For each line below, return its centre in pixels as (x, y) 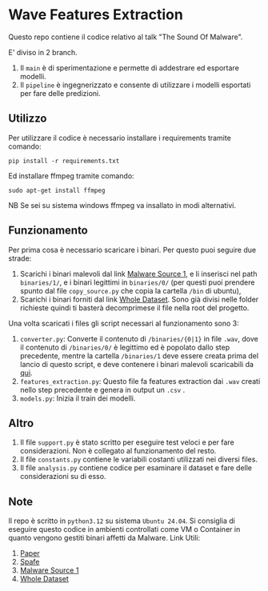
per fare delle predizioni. (60, 93)
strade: (20, 258)
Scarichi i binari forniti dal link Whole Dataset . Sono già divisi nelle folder (139, 299)
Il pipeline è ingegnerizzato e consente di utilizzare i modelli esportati (135, 85)
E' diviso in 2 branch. (43, 52)
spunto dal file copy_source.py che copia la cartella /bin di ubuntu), (130, 290)
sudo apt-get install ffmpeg (57, 190)
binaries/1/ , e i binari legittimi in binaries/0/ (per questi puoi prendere (137, 282)
